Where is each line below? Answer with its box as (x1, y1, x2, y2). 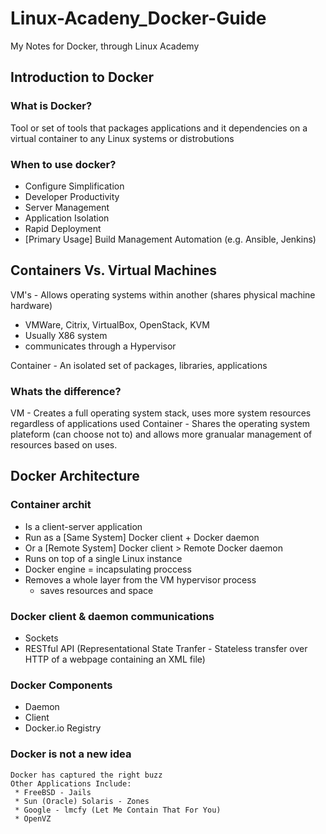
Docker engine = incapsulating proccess (24, 563, 192, 575)
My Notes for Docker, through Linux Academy (10, 40, 200, 52)
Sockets (24, 632, 59, 644)
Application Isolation (24, 212, 110, 224)
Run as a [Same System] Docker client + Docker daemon (24, 531, 260, 543)
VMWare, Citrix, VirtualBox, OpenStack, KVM (24, 318, 210, 331)
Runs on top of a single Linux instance (24, 552, 183, 564)
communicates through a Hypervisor (24, 340, 177, 352)
